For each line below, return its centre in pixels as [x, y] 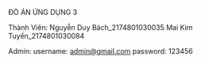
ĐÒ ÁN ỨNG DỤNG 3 [43, 12]
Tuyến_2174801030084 [46, 36]
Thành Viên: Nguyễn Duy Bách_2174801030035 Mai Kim [100, 27]
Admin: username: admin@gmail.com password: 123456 [100, 51]
